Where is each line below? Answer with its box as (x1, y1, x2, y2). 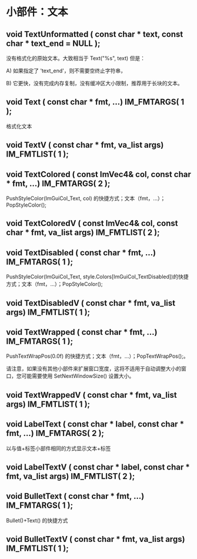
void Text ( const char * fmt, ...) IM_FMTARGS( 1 (6, 97, 185, 107)
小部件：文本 (6, 5, 69, 19)
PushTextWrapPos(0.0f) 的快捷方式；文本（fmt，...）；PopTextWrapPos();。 (6, 352, 189, 360)
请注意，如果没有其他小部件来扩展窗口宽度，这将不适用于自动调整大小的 (6, 365, 181, 372)
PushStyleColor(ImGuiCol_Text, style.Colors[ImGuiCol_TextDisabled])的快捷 (6, 273, 189, 280)
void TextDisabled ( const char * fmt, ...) (6, 248, 156, 258)
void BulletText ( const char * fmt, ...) (6, 491, 145, 501)
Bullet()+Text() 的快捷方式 (6, 517, 68, 524)
